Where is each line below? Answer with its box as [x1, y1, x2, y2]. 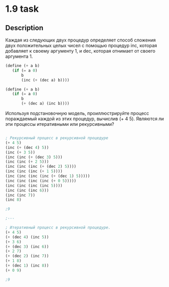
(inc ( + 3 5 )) [5, 149, 36, 155]
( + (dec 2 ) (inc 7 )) [5, 254, 50, 259]
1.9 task [5, 3, 39, 15]
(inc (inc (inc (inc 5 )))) [5, 183, 63, 188]
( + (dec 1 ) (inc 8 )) [5, 263, 50, 268]
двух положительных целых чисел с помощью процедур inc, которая [5, 42, 157, 49]
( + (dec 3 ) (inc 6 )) [5, 244, 50, 249]
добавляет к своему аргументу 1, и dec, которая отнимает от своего [5, 48, 156, 54]
